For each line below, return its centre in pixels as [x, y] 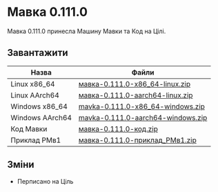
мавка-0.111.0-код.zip [118, 128]
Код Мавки [29, 128]
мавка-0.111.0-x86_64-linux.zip [135, 84]
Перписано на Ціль [45, 181]
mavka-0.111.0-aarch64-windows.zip [143, 117]
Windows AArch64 [41, 117]
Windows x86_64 [39, 106]
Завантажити [38, 53]
